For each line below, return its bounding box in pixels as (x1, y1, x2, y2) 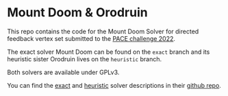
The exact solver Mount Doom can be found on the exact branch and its (7, 48, 210, 56)
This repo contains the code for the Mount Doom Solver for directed (7, 27, 199, 35)
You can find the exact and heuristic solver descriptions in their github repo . (7, 81, 221, 89)
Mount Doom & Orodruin (7, 5, 149, 20)
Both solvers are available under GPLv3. (7, 68, 120, 76)
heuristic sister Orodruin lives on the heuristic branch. (7, 54, 162, 63)
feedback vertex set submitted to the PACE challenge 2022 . (7, 34, 176, 42)
